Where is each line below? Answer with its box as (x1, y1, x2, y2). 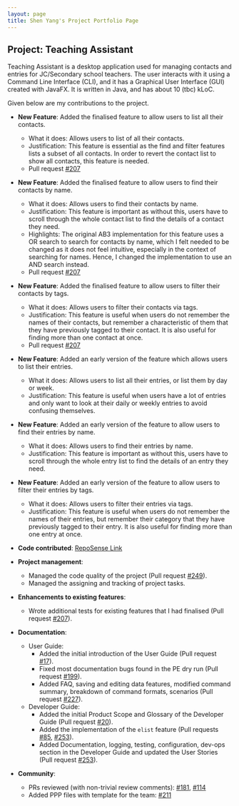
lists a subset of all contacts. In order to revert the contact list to (28, 149, 216, 158)
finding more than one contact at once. (28, 333, 143, 342)
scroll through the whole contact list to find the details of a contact (28, 215, 224, 223)
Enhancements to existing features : (17, 593, 126, 601)
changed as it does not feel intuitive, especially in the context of (28, 245, 216, 254)
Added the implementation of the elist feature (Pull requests (39, 725, 219, 734)
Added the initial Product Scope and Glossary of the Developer (39, 710, 224, 719)
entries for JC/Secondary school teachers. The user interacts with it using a (7, 70, 230, 78)
